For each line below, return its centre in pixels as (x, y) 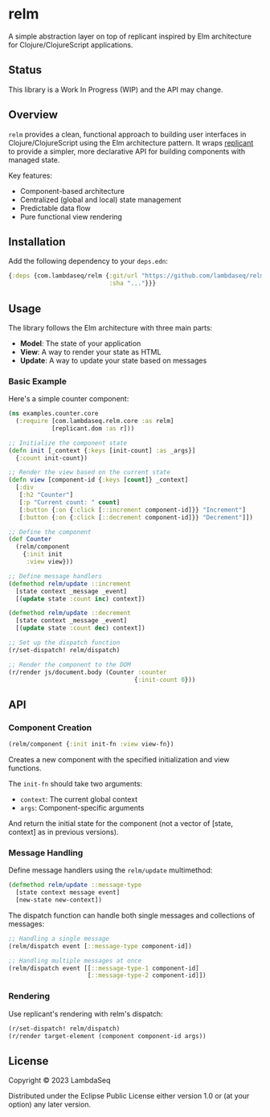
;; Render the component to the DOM (70, 664)
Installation (37, 242)
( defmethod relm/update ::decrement (70, 613)
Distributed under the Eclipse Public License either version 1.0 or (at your (129, 1096)
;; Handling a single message (59, 938)
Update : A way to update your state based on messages (113, 360)
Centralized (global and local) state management (100, 199)
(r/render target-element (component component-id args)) (107, 1036)
